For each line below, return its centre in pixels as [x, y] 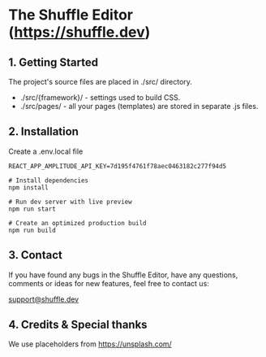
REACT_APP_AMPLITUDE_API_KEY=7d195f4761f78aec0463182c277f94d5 [118, 166]
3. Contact [35, 255]
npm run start [32, 209]
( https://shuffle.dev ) [79, 32]
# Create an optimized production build [78, 223]
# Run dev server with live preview [70, 202]
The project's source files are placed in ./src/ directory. [101, 82]
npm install [28, 187]
